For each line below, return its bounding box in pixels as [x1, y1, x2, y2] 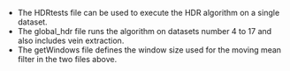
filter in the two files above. [17, 54, 118, 64]
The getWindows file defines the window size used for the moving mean [17, 45, 281, 55]
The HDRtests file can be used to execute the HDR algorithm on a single [17, 8, 280, 18]
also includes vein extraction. [17, 35, 125, 46]
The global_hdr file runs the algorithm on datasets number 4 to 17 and [17, 26, 272, 36]
